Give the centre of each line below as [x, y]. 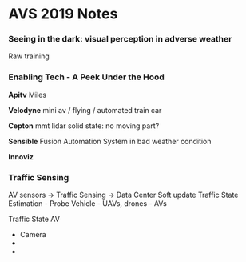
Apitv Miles [27, 95]
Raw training [29, 56]
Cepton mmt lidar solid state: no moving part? [84, 126]
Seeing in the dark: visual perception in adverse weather [120, 39]
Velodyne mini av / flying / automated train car [85, 110]
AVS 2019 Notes [63, 14]
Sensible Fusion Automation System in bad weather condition [110, 141]
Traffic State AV [34, 219]
